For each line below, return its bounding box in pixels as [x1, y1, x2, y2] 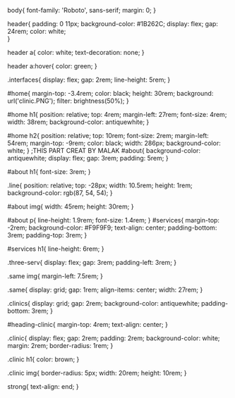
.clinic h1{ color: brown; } [7, 355, 80, 363]
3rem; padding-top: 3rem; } [7, 231, 88, 239]
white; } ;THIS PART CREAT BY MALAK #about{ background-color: [7, 147, 201, 154]
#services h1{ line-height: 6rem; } [7, 244, 104, 253]
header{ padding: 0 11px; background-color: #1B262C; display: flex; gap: [7, 20, 219, 27]
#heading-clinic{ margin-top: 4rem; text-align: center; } [7, 321, 168, 328]
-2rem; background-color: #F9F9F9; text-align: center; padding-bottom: [7, 223, 217, 232]
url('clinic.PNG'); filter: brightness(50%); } [7, 97, 129, 105]
